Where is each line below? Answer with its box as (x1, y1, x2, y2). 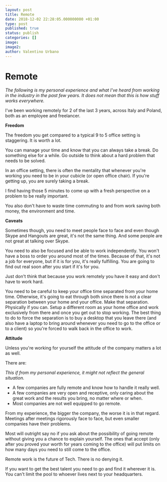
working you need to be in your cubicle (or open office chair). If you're (5, 173, 150, 179)
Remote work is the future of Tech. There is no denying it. (5, 456, 124, 462)
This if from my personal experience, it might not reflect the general (5, 369, 145, 375)
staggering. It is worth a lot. (5, 137, 62, 143)
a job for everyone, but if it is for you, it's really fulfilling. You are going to (5, 258, 155, 264)
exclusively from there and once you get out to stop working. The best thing (5, 309, 161, 315)
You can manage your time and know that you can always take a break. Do (5, 147, 159, 153)
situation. (5, 375, 24, 381)
